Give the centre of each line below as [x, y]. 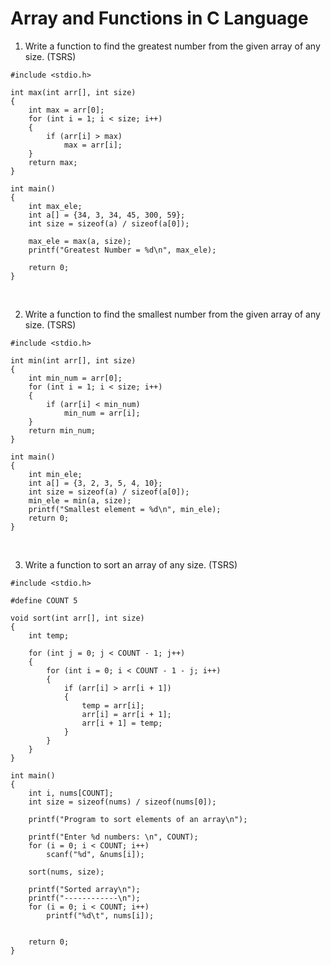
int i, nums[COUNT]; [71, 793]
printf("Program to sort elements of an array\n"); [138, 819]
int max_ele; [55, 206]
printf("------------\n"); [84, 898]
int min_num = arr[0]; [75, 378]
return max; [53, 162]
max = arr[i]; [93, 145]
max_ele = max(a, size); [80, 241]
